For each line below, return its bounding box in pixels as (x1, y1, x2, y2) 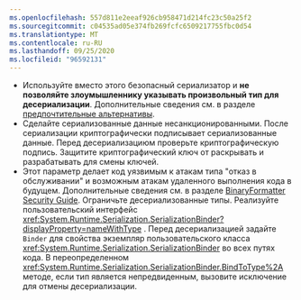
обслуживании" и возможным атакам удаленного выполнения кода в (22, 176, 292, 186)
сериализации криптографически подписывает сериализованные (22, 128, 278, 138)
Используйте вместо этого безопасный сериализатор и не (22, 80, 250, 90)
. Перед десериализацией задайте (143, 223, 277, 234)
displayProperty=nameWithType (22, 223, 142, 234)
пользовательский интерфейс (22, 205, 138, 214)
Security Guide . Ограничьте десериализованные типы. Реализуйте (22, 195, 279, 205)
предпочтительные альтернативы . (22, 109, 155, 119)
